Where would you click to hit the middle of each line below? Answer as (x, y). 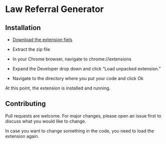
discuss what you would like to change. (46, 121)
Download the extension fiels (42, 39)
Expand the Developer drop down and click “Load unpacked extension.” (86, 69)
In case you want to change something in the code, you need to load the (79, 130)
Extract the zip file (31, 49)
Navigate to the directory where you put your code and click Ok (78, 78)
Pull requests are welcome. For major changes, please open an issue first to (83, 115)
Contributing (25, 104)
